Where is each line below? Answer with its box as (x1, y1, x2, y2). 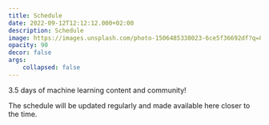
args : (8, 57, 26, 64)
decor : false (8, 49, 52, 57)
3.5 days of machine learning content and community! (8, 85, 187, 95)
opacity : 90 (8, 41, 48, 49)
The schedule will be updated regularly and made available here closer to (8, 100, 251, 110)
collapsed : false (22, 64, 81, 72)
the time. (8, 109, 38, 119)
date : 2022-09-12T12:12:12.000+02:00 (8, 19, 134, 27)
